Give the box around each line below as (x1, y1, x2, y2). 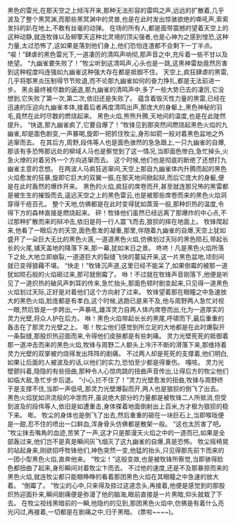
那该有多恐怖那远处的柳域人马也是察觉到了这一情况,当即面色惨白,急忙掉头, (7, 147, 223, 155)
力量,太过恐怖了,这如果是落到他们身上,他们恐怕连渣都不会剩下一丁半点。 (7, 42, 217, 49)
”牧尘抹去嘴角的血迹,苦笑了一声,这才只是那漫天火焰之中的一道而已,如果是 (7, 429, 220, 436)
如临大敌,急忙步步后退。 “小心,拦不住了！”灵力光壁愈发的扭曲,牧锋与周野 (7, 376, 218, 384)
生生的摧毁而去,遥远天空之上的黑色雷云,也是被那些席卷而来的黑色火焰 (19, 191, 221, 199)
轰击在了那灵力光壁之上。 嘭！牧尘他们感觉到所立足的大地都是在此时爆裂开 (7, 323, 225, 331)
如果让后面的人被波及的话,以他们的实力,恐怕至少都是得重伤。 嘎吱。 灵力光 (7, 358, 224, 366)
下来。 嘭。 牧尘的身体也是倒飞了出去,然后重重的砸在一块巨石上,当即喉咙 (7, 411, 218, 419)
